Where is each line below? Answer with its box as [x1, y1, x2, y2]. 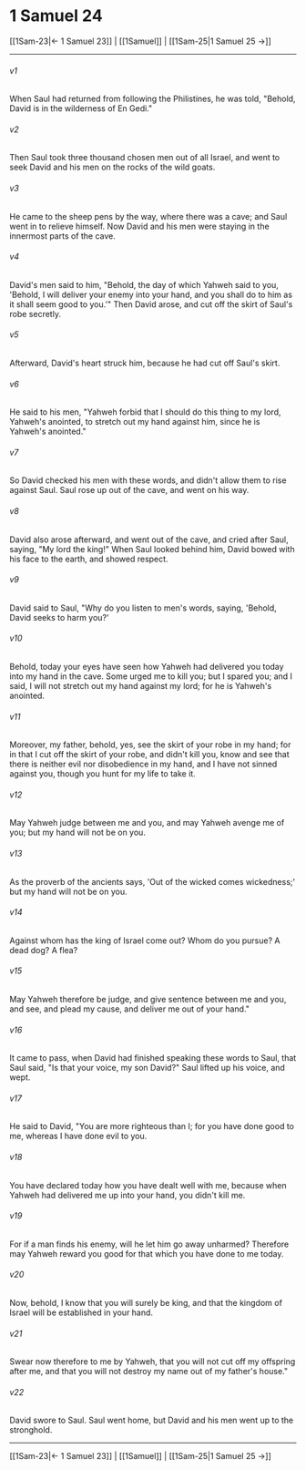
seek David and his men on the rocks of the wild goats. [9, 161, 216, 173]
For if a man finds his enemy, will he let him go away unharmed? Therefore [9, 1239, 290, 1249]
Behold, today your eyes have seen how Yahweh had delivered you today [9, 661, 284, 672]
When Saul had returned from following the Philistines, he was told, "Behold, [9, 93, 296, 105]
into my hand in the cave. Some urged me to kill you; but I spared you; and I [9, 671, 293, 682]
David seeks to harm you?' [9, 612, 109, 622]
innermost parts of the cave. [9, 230, 117, 242]
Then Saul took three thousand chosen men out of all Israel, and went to [9, 152, 280, 163]
